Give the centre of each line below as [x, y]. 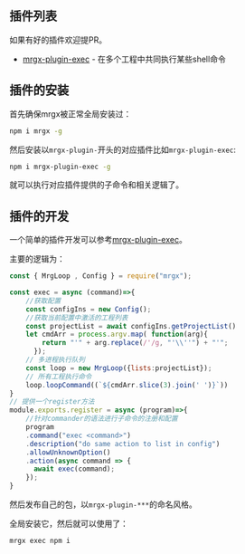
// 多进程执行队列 [56, 360]
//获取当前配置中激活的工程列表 [77, 318]
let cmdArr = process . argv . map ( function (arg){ [117, 334]
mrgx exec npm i [40, 541]
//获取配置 [43, 301]
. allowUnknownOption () [68, 452]
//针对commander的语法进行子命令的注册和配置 [102, 419]
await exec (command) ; [74, 469]
